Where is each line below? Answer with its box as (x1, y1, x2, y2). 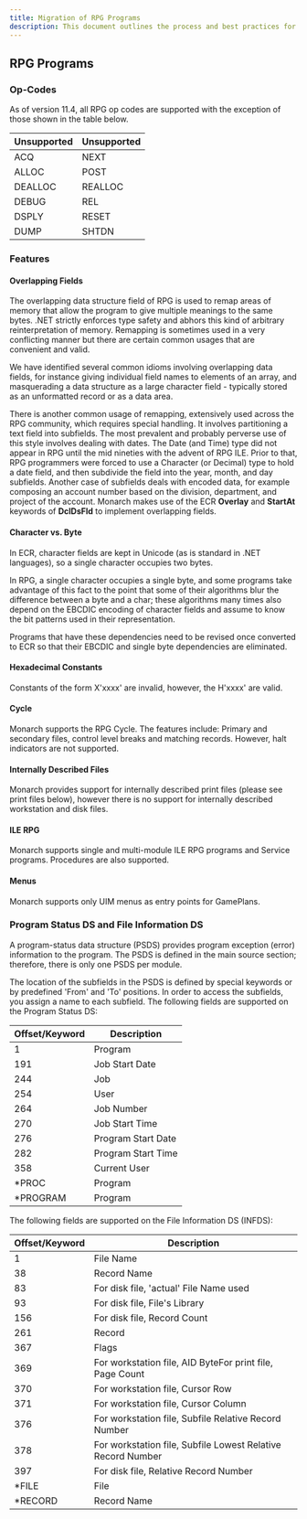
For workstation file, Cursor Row (93, 1382, 232, 1395)
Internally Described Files (9, 764, 110, 775)
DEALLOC (14, 180, 57, 193)
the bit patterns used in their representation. (9, 614, 175, 625)
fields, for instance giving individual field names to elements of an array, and (9, 371, 297, 382)
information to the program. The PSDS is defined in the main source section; (9, 948, 297, 960)
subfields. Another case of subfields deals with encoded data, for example (9, 476, 291, 487)
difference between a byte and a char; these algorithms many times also (9, 594, 281, 604)
